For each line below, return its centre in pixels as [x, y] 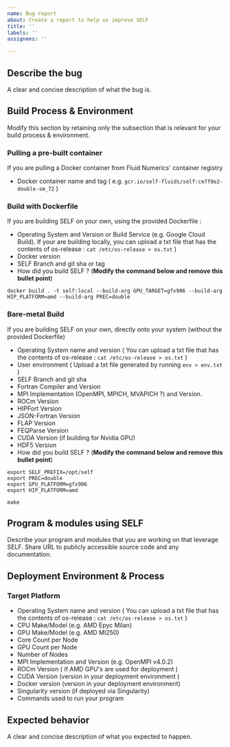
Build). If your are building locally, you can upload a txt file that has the [117, 242]
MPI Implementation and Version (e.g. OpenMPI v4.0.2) [95, 662]
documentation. [30, 554]
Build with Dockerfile [43, 206]
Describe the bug [45, 73]
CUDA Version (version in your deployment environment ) [98, 676]
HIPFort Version [39, 408]
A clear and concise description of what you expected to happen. [100, 736]
